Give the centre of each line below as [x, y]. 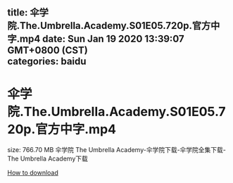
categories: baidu [47, 62]
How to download [33, 173]
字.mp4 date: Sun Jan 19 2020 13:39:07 [96, 39]
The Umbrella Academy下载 [48, 159]
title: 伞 [24, 13]
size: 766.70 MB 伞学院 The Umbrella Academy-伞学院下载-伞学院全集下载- [117, 150]
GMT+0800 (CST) [48, 50]
